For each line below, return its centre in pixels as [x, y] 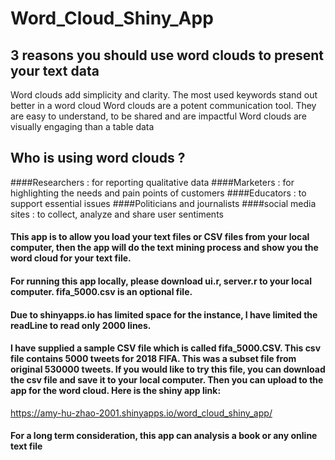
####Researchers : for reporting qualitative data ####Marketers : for [152, 182]
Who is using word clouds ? [98, 158]
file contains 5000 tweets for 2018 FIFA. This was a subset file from [153, 359]
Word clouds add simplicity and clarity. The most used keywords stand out [164, 95]
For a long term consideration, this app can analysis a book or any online [164, 436]
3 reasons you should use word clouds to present [167, 55]
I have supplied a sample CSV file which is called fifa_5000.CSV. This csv [166, 348]
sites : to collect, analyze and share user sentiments [117, 214]
